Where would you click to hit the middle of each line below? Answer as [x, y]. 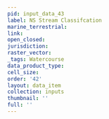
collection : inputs [36, 92]
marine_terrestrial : [38, 27]
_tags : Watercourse [36, 59]
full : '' [20, 105]
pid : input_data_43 [36, 14]
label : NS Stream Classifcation [54, 20]
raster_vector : [30, 53]
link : [15, 33]
